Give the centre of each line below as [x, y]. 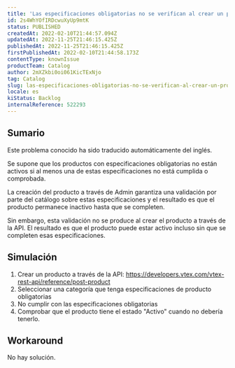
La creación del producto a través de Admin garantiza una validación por [112, 192]
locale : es [23, 92]
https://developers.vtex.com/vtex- [175, 274]
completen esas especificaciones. [57, 235]
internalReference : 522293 [47, 105]
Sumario [26, 133]
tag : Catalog [26, 79]
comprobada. [27, 178]
